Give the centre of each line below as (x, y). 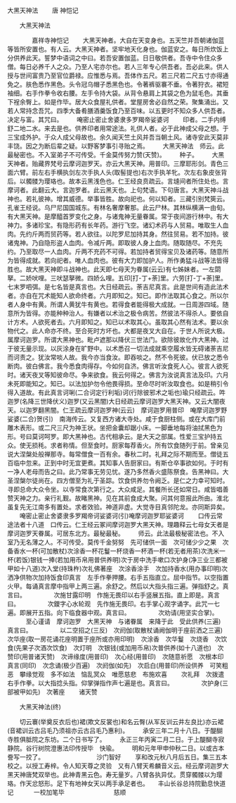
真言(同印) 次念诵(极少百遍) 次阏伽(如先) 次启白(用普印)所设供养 (105, 665)
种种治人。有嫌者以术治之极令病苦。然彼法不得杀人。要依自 (142, 313)
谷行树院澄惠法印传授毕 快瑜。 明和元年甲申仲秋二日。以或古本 (125, 748)
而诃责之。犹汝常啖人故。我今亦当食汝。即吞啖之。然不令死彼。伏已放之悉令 (118, 357)
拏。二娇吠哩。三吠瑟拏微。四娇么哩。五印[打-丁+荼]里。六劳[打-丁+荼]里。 (117, 278)
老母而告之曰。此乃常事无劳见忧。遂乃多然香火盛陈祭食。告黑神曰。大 (127, 472)
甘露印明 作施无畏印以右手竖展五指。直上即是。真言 (143, 595)
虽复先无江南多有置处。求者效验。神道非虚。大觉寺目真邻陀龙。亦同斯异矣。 (118, 507)
